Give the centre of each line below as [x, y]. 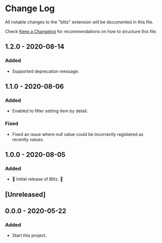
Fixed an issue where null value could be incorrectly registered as [78, 134]
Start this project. [29, 235]
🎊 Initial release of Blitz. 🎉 [37, 179]
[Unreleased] [25, 195]
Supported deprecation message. [46, 71]
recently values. [28, 139]
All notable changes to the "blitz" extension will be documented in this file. [79, 22]
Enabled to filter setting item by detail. [50, 111]
